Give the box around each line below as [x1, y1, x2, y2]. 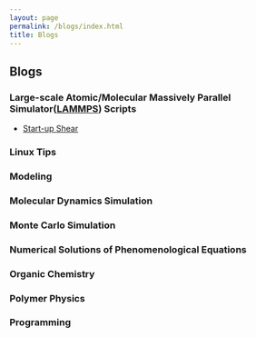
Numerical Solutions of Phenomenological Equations [9, 243, 247, 255]
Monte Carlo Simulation [9, 219, 116, 232]
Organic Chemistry [9, 267, 95, 280]
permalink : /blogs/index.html [9, 22, 124, 31]
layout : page [9, 13, 59, 23]
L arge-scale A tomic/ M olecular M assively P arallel [9, 91, 231, 104]
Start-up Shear [22, 124, 79, 134]
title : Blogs [9, 30, 59, 39]
